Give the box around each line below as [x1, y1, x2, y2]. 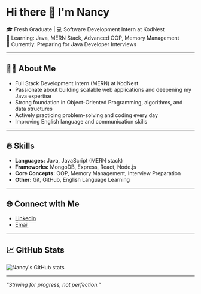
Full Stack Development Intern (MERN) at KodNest [14, 79, 139, 86]
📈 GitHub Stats [6, 245, 65, 255]
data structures [14, 105, 53, 112]
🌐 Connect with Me [6, 199, 80, 209]
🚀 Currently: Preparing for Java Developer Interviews [6, 40, 137, 47]
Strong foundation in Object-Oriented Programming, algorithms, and [14, 98, 183, 106]
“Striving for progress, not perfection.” [6, 281, 101, 289]
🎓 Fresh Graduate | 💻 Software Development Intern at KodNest [6, 25, 165, 32]
